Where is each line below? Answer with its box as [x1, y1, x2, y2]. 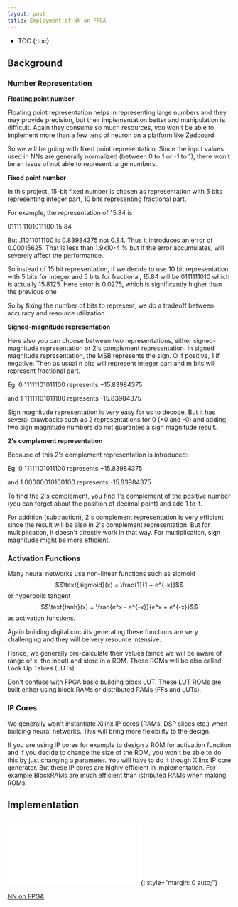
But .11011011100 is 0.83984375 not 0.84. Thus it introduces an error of [7, 236, 213, 245]
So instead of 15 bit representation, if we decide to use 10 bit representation [7, 265, 229, 273]
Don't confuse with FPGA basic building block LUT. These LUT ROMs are [7, 678, 222, 686]
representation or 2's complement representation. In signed [40, 344, 215, 352]
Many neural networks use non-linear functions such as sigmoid [7, 570, 196, 578]
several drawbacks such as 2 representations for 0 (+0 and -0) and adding [7, 416, 227, 424]
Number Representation [7, 78, 92, 88]
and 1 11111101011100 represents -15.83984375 [7, 394, 142, 403]
